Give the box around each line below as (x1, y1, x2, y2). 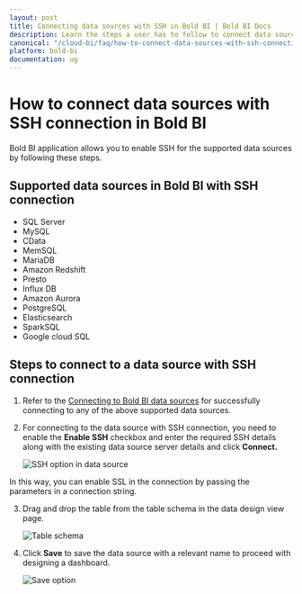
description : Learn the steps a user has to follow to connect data (9, 30, 271, 39)
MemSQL (22, 245, 58, 256)
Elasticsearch (22, 311, 73, 322)
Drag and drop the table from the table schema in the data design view (22, 503, 285, 514)
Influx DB (22, 283, 57, 293)
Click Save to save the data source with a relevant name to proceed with (22, 547, 291, 558)
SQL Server (22, 216, 66, 227)
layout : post (9, 13, 58, 22)
